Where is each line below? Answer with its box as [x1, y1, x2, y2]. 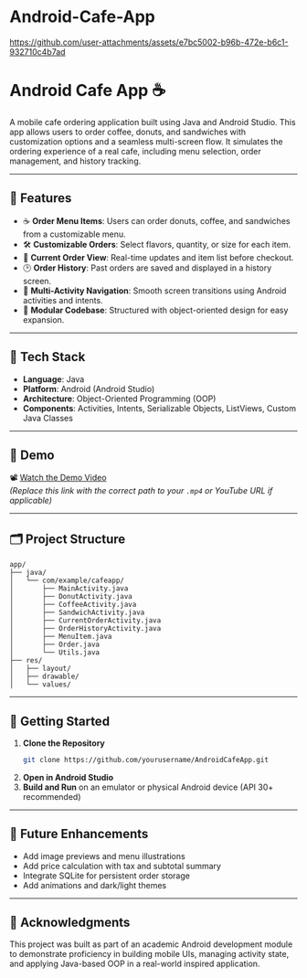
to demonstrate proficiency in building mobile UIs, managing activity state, [9, 949, 290, 960]
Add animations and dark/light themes [22, 879, 167, 890]
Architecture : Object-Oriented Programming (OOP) [22, 393, 217, 404]
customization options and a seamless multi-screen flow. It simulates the [9, 135, 283, 147]
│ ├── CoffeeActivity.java [9, 601, 137, 610]
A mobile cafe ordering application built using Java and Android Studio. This [9, 116, 296, 127]
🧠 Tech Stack [9, 349, 86, 365]
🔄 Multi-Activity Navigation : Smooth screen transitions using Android [22, 285, 287, 296]
